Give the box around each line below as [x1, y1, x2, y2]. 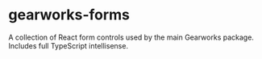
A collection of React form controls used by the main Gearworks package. [8, 32, 254, 42]
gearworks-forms [8, 6, 131, 24]
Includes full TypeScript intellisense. [8, 40, 129, 50]
